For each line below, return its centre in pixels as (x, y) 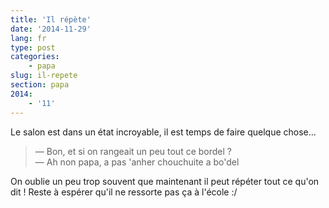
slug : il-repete (44, 76)
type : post (33, 47)
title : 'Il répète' (51, 19)
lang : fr (28, 38)
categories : (35, 57)
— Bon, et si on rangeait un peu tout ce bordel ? (133, 151)
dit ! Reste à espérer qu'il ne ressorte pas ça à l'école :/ (124, 192)
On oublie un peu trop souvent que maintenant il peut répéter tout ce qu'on (165, 181)
